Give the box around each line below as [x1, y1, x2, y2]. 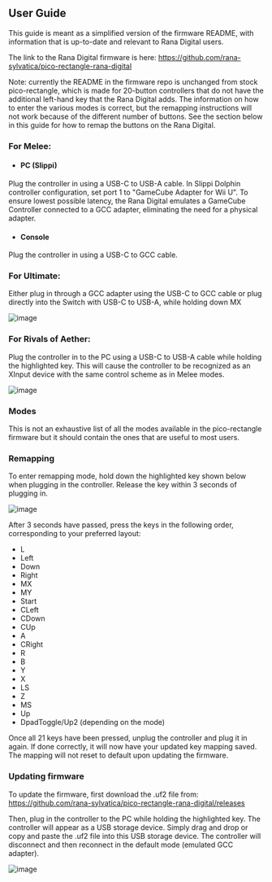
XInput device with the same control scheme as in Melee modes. [8, 369, 225, 379]
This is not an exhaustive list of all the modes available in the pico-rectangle [8, 424, 262, 434]
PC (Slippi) [19, 160, 58, 170]
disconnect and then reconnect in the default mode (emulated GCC [8, 840, 234, 849]
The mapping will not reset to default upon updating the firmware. [8, 750, 229, 760]
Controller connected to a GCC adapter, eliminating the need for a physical [8, 204, 258, 214]
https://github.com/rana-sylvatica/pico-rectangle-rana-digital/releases [8, 797, 245, 808]
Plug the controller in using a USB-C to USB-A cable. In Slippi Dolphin [8, 178, 241, 188]
